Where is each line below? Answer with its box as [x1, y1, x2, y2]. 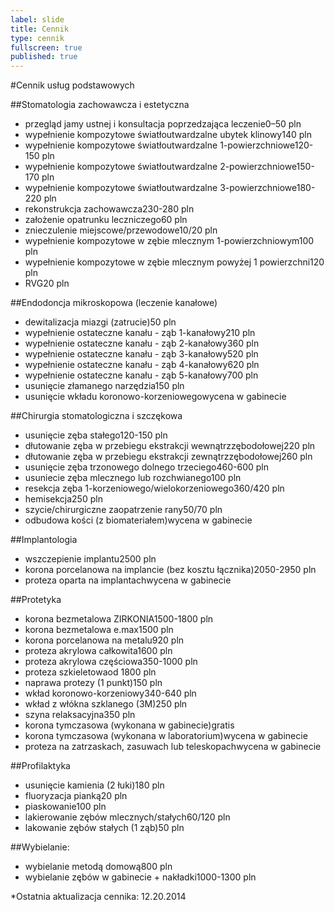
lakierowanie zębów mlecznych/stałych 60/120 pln [24, 811, 231, 823]
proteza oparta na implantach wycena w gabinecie [24, 574, 232, 586]
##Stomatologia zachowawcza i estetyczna [10, 99, 190, 111]
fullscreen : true [10, 42, 83, 53]
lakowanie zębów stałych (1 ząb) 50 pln [24, 822, 185, 834]
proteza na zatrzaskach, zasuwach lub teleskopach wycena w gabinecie [24, 741, 322, 753]
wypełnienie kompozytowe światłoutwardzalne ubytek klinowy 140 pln [24, 129, 312, 141]
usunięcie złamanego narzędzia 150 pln [24, 380, 185, 392]
